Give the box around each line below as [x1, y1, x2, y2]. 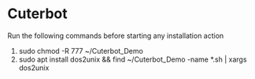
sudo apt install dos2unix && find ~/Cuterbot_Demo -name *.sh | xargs [18, 55, 247, 64]
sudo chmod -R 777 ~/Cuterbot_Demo [18, 46, 143, 55]
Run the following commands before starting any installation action [7, 31, 224, 40]
